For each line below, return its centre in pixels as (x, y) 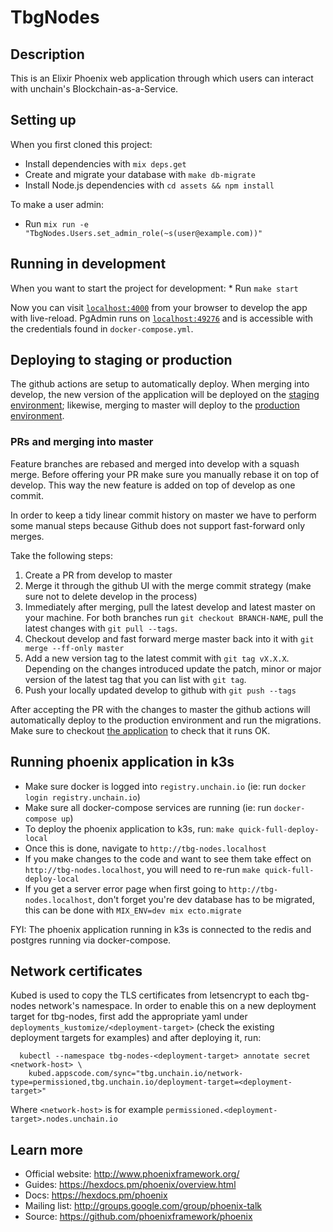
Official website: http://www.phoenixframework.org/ (132, 1174)
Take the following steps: (62, 555)
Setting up (43, 120)
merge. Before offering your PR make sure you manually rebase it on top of (165, 474)
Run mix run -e (56, 223)
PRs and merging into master (82, 442)
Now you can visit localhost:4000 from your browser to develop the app (159, 307)
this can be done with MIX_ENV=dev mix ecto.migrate (133, 910)
